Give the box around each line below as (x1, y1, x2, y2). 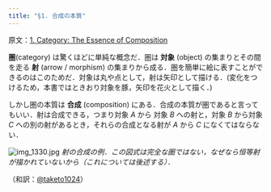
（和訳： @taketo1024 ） (8, 174, 87, 184)
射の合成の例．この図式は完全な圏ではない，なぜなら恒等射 (61, 147, 260, 157)
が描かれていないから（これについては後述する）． (8, 157, 175, 166)
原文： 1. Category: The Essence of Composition (8, 35, 168, 44)
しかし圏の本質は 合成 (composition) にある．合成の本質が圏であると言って (8, 99, 259, 109)
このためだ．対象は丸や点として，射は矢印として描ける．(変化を (36, 72, 251, 81)
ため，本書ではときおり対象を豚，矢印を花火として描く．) (22, 82, 213, 92)
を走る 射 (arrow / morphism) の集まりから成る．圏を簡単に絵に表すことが (8, 62, 256, 72)
